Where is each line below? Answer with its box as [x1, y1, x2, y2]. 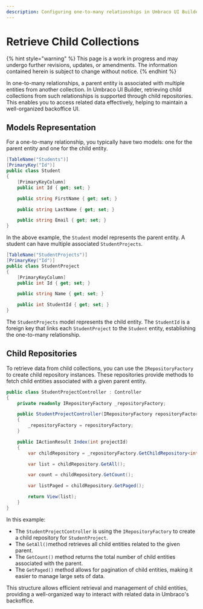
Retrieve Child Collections [6, 34, 140, 48]
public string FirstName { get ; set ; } [17, 196, 118, 202]
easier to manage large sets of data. [14, 572, 105, 579]
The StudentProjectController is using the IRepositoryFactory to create [14, 528, 195, 535]
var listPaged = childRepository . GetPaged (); [28, 483, 145, 489]
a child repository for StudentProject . [14, 534, 108, 541]
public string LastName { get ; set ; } [17, 206, 115, 212]
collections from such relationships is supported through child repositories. [6, 92, 193, 100]
